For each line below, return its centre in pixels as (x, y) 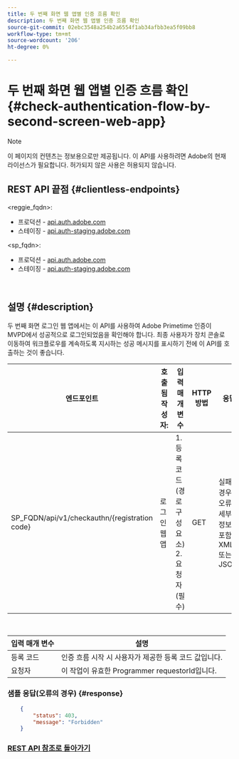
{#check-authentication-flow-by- (109, 107)
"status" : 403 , (55, 716)
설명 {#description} (51, 307)
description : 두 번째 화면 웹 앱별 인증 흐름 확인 (74, 21)
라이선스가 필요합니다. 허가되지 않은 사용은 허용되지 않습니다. (92, 165)
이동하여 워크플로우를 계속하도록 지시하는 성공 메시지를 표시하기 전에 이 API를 (115, 344)
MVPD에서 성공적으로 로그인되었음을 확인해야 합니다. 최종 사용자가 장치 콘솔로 (116, 334)
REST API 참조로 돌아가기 (49, 748)
